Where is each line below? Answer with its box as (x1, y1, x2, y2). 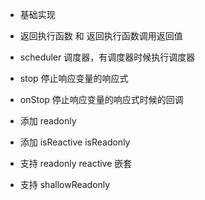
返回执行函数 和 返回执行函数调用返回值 (19, 30, 183, 42)
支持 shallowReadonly (19, 179, 111, 190)
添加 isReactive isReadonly (19, 136, 131, 148)
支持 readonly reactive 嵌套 (19, 158, 133, 169)
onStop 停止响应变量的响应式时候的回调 (19, 94, 184, 105)
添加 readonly (19, 115, 77, 127)
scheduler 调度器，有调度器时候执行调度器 (19, 51, 196, 63)
